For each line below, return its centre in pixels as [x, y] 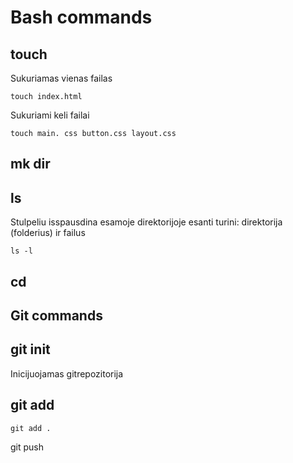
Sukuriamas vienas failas [61, 78]
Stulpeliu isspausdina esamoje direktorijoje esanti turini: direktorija [146, 222]
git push [27, 447]
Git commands [56, 315]
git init [30, 349]
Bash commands [81, 17]
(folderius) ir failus [48, 233]
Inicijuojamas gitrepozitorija [67, 373]
